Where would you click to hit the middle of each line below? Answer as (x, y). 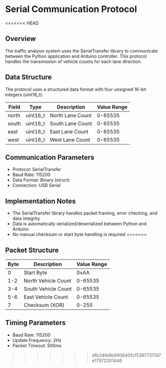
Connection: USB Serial (36, 185)
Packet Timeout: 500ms (37, 345)
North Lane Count (71, 115)
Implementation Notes (41, 201)
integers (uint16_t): (24, 94)
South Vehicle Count (48, 289)
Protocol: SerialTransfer (37, 169)
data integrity (26, 218)
